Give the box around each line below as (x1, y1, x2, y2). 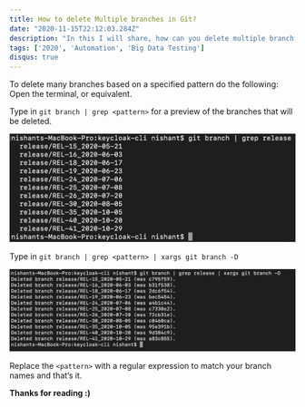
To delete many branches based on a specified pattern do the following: (9, 79, 279, 90)
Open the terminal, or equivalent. (9, 89, 133, 100)
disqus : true (9, 53, 59, 63)
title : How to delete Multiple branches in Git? (9, 15, 197, 24)
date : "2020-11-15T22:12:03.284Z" (9, 24, 141, 34)
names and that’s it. (9, 370, 83, 381)
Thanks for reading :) (9, 388, 91, 399)
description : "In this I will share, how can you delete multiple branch (9, 34, 295, 43)
